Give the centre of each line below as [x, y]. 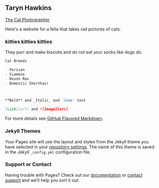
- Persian [15, 70]
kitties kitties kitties [29, 42]
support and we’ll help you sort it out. [42, 180]
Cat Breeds [16, 61]
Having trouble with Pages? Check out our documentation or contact [74, 175]
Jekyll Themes [23, 131]
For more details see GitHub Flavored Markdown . [54, 119]
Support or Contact [28, 164]
